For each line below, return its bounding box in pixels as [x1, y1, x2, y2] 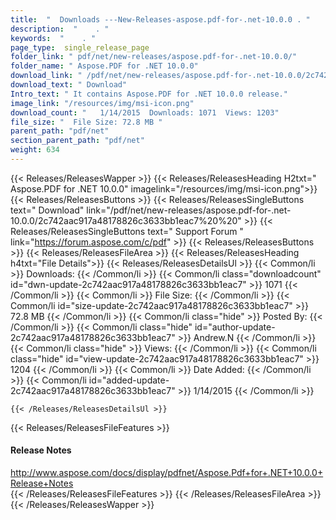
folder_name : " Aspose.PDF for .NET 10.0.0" [10, 61, 199, 71]
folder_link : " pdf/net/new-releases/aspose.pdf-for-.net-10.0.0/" [10, 52, 298, 62]
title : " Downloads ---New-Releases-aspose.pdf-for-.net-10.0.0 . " [10, 14, 311, 25]
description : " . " [10, 24, 110, 34]
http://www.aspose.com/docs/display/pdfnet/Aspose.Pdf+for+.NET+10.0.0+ [10, 467, 324, 479]
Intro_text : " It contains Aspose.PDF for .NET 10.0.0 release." [10, 89, 288, 99]
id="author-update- [194, 321, 276, 333]
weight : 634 [10, 145, 60, 155]
